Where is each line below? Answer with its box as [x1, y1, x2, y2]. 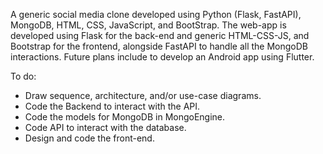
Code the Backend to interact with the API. [24, 100, 201, 112]
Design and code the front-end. [24, 132, 155, 144]
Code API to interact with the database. [24, 122, 187, 133]
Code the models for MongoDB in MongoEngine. [24, 111, 226, 123]
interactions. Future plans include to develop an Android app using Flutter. [10, 51, 315, 63]
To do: [10, 70, 37, 82]
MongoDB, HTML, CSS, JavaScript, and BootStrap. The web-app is [10, 19, 287, 31]
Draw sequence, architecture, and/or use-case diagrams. [24, 90, 262, 101]
